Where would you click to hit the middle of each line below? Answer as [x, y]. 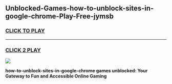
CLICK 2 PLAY [23, 50]
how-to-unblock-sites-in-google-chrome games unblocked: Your [77, 70]
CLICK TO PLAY [25, 31]
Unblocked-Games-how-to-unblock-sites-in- [80, 8]
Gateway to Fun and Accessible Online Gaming [56, 76]
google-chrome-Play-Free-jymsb [60, 17]
